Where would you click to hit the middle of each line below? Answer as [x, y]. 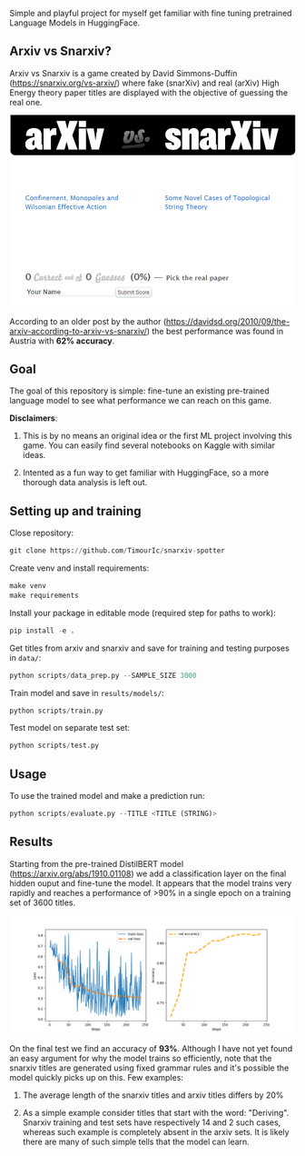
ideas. [34, 455]
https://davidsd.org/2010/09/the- [228, 321]
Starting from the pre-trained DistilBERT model [97, 863]
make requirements [44, 595]
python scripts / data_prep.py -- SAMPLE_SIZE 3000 [103, 675]
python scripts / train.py [56, 711]
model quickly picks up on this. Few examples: [97, 1078]
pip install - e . [42, 631]
